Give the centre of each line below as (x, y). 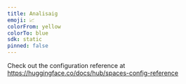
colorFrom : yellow (34, 26)
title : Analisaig (33, 14)
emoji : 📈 (21, 20)
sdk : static (25, 40)
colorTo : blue (28, 33)
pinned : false (28, 46)
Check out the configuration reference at (66, 66)
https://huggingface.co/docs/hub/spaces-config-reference (93, 73)
